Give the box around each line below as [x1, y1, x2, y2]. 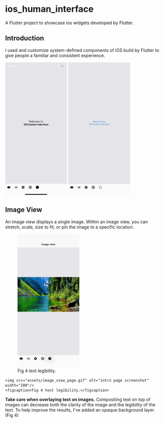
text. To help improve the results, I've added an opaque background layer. [5, 407, 156, 413]
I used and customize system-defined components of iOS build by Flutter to [5, 47, 160, 53]
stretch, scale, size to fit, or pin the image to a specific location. [5, 224, 134, 230]
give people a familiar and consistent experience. [5, 52, 105, 58]
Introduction [5, 34, 44, 42]
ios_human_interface [5, 3, 94, 15]
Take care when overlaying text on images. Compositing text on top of [5, 396, 151, 403]
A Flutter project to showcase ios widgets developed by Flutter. [5, 20, 134, 26]
